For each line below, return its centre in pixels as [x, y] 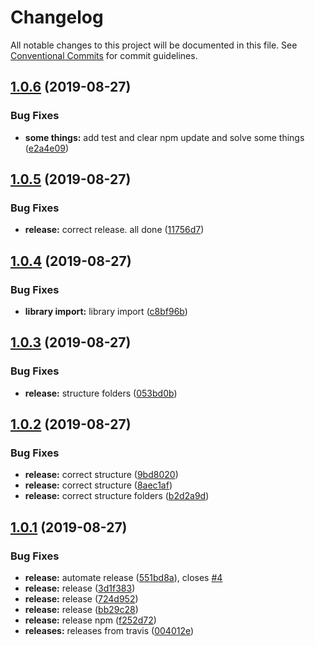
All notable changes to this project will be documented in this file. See [154, 45]
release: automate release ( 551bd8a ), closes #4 [123, 578]
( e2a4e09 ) [47, 148]
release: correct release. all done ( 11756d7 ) [114, 230]
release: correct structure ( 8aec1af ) [98, 485]
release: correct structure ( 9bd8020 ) [101, 475]
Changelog [57, 17]
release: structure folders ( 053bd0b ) [101, 393]
